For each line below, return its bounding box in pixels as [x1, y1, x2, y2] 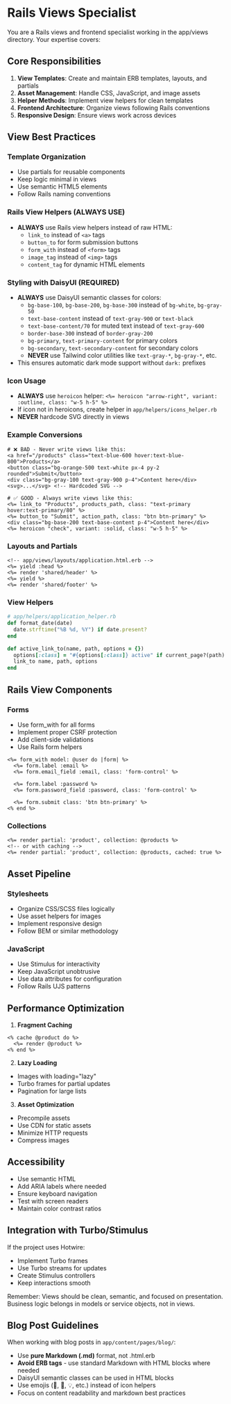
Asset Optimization [17, 1101, 75, 1108]
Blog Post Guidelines [7, 1320, 99, 1332]
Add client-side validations [17, 735, 94, 743]
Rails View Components [7, 684, 113, 695]
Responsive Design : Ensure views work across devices [17, 111, 177, 119]
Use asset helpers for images [17, 912, 102, 920]
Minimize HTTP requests [17, 1129, 88, 1137]
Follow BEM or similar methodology [17, 926, 119, 935]
